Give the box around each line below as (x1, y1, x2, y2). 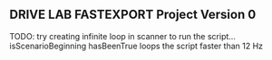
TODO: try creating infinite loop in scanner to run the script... (9, 30, 236, 41)
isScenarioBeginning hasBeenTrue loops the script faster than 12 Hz (9, 40, 264, 51)
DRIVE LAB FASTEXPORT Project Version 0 (9, 7, 257, 22)
